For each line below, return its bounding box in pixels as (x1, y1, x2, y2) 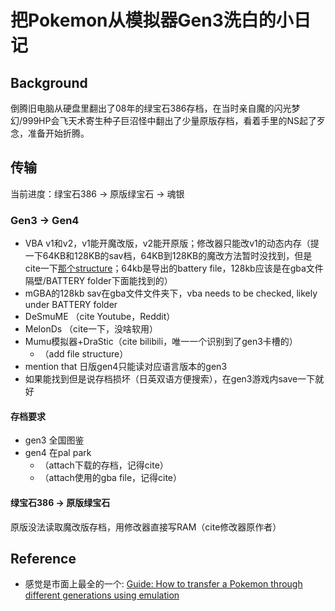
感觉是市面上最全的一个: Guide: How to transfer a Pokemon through (24, 578, 303, 590)
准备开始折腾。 (27, 127, 90, 139)
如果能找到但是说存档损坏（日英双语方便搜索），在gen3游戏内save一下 (24, 373, 316, 385)
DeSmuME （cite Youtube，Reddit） (24, 311, 176, 323)
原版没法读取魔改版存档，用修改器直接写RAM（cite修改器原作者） (10, 521, 282, 533)
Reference (10, 550, 77, 567)
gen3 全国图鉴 (24, 434, 85, 446)
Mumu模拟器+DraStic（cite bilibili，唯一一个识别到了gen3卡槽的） (24, 336, 298, 348)
